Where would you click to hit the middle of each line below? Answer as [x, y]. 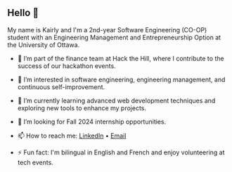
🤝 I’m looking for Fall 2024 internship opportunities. [92, 121]
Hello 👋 [23, 13]
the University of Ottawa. [44, 45]
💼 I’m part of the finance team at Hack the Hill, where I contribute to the [121, 58]
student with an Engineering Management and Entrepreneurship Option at [114, 37]
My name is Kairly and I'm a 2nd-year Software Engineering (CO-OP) [107, 29]
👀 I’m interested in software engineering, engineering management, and [121, 79]
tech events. [36, 162]
